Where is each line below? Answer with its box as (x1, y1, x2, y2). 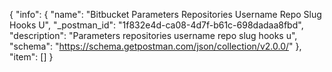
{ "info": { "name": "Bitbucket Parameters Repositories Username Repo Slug (9, 9, 322, 20)
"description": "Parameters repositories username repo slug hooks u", (9, 30, 298, 41)
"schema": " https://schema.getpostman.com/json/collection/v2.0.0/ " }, (9, 40, 302, 52)
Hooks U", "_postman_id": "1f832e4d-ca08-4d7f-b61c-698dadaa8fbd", (9, 19, 304, 31)
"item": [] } (9, 51, 54, 63)
